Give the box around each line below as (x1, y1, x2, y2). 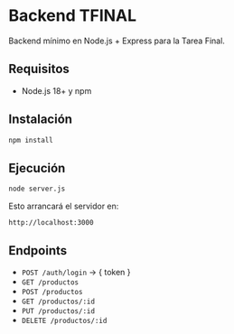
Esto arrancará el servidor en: (8, 200, 119, 212)
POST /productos (21, 287, 83, 296)
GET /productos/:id (21, 297, 96, 306)
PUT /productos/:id (21, 306, 96, 316)
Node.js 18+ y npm (21, 85, 92, 96)
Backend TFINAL (8, 5, 137, 26)
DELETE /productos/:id (21, 316, 108, 325)
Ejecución (8, 160, 66, 176)
